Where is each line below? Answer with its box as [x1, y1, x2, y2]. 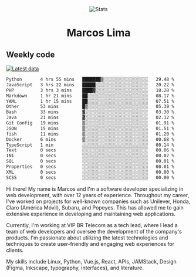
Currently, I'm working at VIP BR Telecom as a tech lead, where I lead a [6, 221, 178, 228]
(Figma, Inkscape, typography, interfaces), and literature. [6, 264, 144, 271]
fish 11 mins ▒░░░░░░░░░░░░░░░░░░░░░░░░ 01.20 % [6, 131, 175, 137]
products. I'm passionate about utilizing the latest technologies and [6, 234, 168, 241]
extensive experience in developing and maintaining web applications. [6, 210, 176, 217]
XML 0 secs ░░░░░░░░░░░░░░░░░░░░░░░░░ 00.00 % [6, 169, 175, 175]
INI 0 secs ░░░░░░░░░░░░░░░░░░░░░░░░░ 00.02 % [6, 153, 175, 159]
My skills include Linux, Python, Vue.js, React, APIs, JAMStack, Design [6, 258, 177, 265]
